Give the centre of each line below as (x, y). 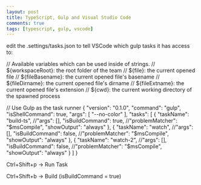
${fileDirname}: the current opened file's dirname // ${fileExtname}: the (95, 83)
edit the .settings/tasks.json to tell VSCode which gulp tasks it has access (98, 46)
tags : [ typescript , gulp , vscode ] (50, 29)
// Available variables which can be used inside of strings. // (81, 64)
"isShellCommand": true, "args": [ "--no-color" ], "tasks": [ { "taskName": (98, 114)
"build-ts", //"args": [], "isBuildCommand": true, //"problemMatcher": (92, 121)
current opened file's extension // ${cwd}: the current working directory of (99, 90)
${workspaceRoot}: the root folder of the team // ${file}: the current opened (101, 71)
